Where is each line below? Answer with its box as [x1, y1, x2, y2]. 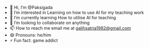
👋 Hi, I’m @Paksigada [9, 5, 53, 10]
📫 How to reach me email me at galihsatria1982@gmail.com [9, 25, 131, 31]
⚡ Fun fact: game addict [9, 37, 58, 43]
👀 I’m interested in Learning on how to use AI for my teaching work [9, 10, 144, 15]
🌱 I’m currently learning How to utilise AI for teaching [9, 15, 116, 20]
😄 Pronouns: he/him [9, 32, 51, 38]
